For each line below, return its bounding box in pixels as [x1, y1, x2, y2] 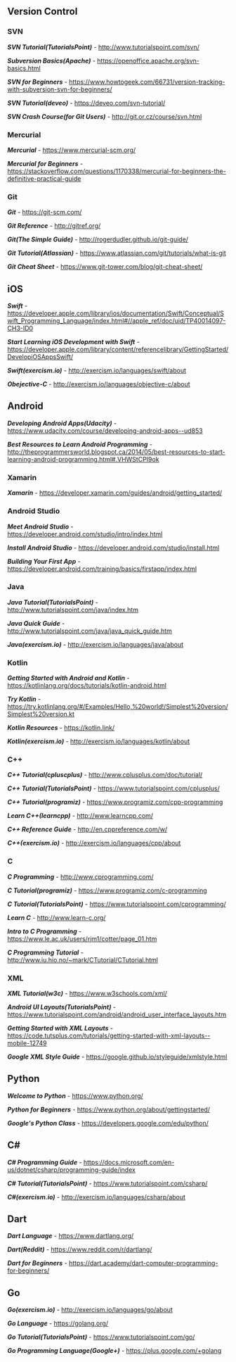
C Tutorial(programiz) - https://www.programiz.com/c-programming [7, 886, 207, 895]
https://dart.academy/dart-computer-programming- [69, 1259, 218, 1268]
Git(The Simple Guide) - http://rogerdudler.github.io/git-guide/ [7, 235, 188, 244]
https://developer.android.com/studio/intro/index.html [7, 529, 163, 538]
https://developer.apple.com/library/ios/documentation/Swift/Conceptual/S [7, 309, 225, 317]
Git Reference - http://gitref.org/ [7, 222, 101, 230]
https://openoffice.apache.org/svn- [97, 56, 200, 65]
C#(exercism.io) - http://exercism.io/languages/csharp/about [7, 1192, 186, 1201]
